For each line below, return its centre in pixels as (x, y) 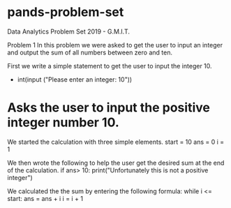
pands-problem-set (66, 12)
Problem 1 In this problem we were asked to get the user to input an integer (115, 45)
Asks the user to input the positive (109, 108)
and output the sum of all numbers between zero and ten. (90, 52)
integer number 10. (64, 122)
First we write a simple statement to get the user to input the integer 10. (110, 66)
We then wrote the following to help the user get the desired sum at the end (116, 163)
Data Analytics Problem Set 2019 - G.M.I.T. (69, 31)
